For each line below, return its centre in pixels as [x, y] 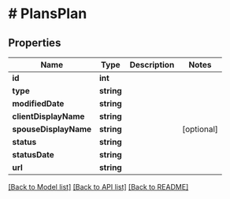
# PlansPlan [48, 14]
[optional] [200, 129]
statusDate [33, 155]
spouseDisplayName [52, 129]
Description [152, 65]
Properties [35, 43]
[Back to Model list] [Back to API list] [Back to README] [98, 187]
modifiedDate [38, 103]
